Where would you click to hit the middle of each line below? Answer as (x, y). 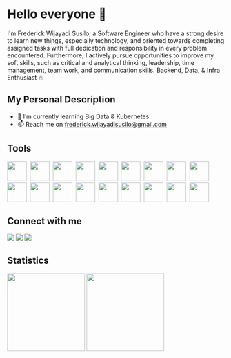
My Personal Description (61, 100)
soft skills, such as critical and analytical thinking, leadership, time (101, 62)
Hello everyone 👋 (57, 14)
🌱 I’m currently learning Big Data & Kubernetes (83, 116)
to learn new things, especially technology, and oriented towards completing (116, 40)
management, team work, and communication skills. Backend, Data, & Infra (114, 70)
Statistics (28, 260)
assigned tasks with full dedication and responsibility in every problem (107, 48)
